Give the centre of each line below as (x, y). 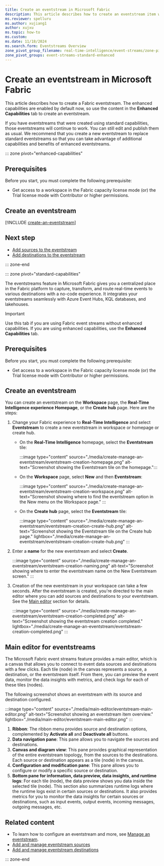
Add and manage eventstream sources (51, 844)
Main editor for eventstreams (50, 647)
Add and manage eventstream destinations (55, 850)
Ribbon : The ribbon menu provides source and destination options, (80, 729)
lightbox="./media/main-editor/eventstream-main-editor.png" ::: (69, 720)
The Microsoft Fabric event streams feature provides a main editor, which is (81, 659)
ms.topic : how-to (23, 32)
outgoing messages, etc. (37, 807)
